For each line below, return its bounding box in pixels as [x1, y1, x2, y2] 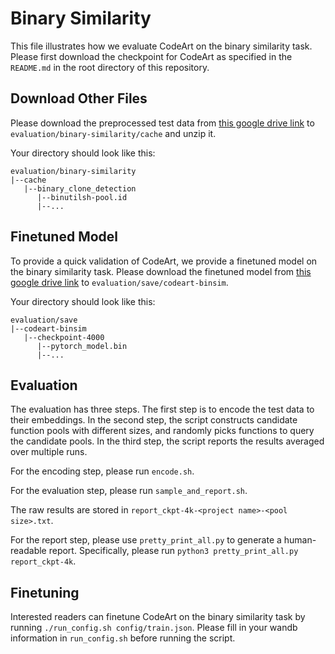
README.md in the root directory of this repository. [10, 61, 210, 73]
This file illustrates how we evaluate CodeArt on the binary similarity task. [10, 40, 313, 52]
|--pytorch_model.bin [36, 341, 128, 351]
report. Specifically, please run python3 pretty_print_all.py [48, 545, 299, 557]
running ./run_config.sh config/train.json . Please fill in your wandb [10, 622, 298, 634]
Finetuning [10, 584, 80, 601]
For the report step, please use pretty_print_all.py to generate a [10, 534, 282, 546]
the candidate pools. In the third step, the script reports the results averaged [10, 435, 325, 447]
